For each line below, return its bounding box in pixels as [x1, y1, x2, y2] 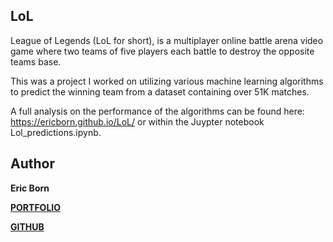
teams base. [10, 55, 62, 68]
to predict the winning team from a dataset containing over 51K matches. [10, 85, 310, 98]
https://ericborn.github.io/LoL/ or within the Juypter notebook [10, 115, 265, 128]
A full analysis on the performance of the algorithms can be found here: [10, 105, 305, 117]
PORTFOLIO [10, 201, 62, 213]
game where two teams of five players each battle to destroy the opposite [10, 45, 315, 57]
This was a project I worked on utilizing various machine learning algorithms [10, 75, 324, 87]
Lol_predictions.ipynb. [10, 126, 102, 138]
